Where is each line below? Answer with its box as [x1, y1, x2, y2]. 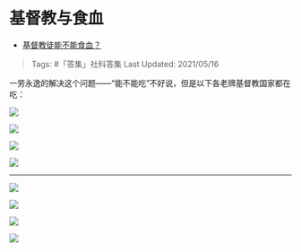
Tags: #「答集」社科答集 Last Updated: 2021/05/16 [30, 58, 219, 69]
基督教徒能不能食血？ [21, 39, 101, 50]
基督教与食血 [9, 8, 105, 29]
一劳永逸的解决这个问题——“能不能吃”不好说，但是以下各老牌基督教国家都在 [9, 77, 291, 88]
